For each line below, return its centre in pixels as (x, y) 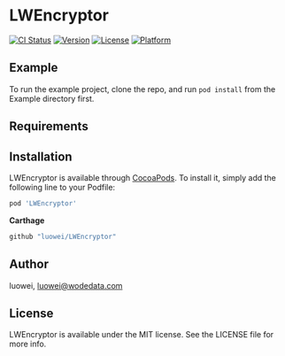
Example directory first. (52, 98)
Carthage (27, 220)
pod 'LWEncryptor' (43, 203)
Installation (41, 156)
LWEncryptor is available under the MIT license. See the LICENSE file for (142, 335)
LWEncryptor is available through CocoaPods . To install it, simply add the (143, 177)
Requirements (49, 126)
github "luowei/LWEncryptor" (63, 236)
